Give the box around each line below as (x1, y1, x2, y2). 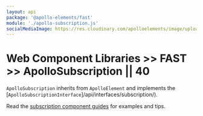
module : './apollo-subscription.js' (6, 20, 98, 26)
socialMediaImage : (6, 25, 53, 32)
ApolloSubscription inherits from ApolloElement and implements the (6, 85, 176, 92)
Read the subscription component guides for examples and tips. (6, 103, 166, 110)
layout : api (6, 8, 36, 15)
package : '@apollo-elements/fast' (6, 14, 94, 21)
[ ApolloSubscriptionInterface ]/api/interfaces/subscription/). (6, 91, 158, 98)
